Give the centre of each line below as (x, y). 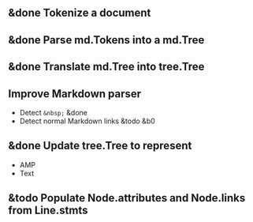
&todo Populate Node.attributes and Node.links (127, 198)
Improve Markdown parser (75, 94)
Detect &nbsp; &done (54, 112)
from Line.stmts (48, 211)
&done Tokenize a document (80, 13)
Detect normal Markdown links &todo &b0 (87, 121)
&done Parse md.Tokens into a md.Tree (106, 40)
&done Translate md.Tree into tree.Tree (106, 67)
